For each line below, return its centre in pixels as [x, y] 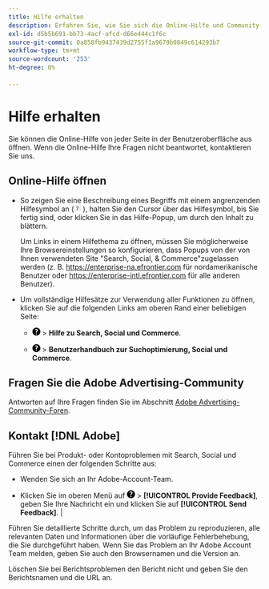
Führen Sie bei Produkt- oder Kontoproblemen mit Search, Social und [122, 455]
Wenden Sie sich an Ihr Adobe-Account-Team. [96, 479]
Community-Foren [38, 411]
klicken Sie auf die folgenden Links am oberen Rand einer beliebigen [133, 307]
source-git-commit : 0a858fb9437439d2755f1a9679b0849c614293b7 [114, 42]
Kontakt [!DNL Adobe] [64, 436]
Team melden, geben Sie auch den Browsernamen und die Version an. [124, 554]
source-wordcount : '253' [50, 59]
